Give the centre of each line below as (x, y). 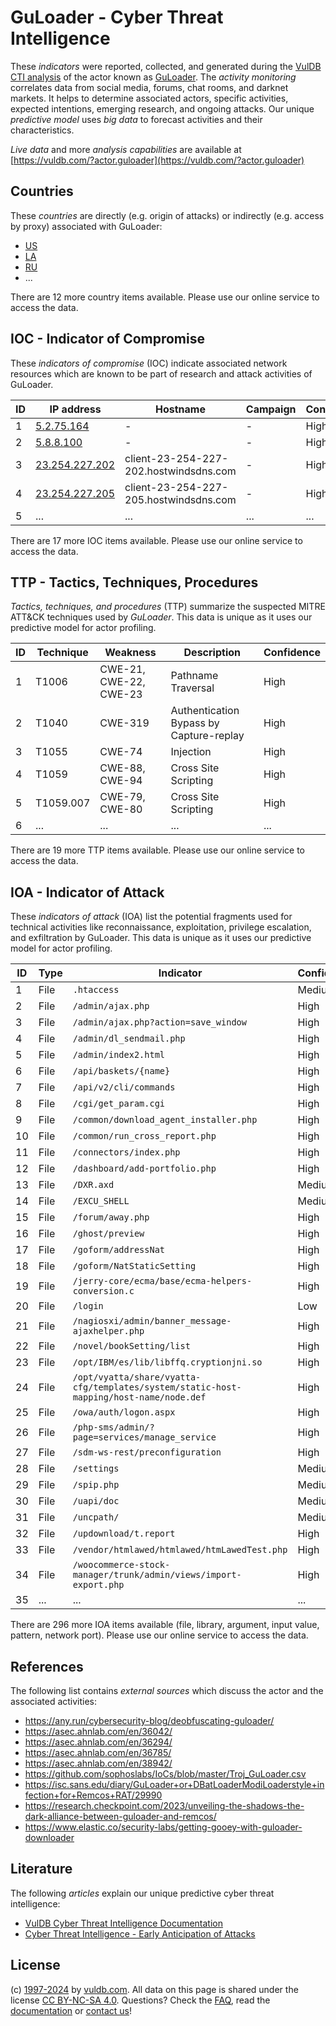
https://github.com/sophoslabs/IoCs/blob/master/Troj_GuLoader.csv (165, 1774)
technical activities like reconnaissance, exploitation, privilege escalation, (161, 927)
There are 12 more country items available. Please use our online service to (165, 297)
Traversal (192, 688)
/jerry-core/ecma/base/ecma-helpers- (162, 1281)
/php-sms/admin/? (113, 1427)
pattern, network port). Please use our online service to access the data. (159, 1635)
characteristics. (42, 130)
